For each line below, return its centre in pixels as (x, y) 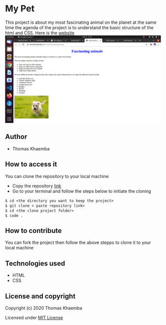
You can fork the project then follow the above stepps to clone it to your (78, 242)
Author (16, 137)
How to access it (31, 164)
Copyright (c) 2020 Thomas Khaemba (44, 308)
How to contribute (34, 231)
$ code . (14, 216)
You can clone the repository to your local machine (57, 176)
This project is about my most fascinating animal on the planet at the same (81, 22)
